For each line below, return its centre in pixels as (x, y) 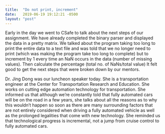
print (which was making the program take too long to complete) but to (77, 54)
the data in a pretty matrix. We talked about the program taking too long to (80, 43)
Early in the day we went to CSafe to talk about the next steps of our (74, 33)
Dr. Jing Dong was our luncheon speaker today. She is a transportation (77, 79)
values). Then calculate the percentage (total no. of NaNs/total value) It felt (81, 64)
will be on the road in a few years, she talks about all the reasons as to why (81, 100)
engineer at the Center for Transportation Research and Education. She (77, 84)
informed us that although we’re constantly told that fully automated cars (79, 95)
